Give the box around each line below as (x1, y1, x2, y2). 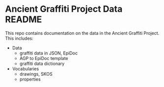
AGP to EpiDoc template (19, 55, 68, 61)
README (5, 14, 42, 25)
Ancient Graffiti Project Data (5, 3, 123, 15)
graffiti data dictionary (19, 60, 65, 66)
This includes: (5, 35, 33, 41)
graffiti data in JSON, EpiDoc (19, 50, 78, 56)
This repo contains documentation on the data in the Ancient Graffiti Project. (5, 30, 160, 36)
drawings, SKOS (19, 71, 53, 77)
